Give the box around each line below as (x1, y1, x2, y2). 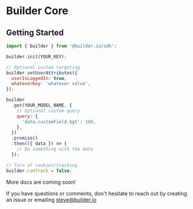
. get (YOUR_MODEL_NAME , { (11, 102, 72, 108)
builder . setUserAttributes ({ (6, 69, 78, 76)
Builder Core (6, 4, 69, 18)
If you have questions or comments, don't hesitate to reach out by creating (6, 190, 187, 197)
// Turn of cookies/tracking (6, 162, 78, 168)
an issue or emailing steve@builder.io (6, 196, 97, 203)
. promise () (11, 135, 38, 141)
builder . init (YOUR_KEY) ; (6, 54, 67, 59)
